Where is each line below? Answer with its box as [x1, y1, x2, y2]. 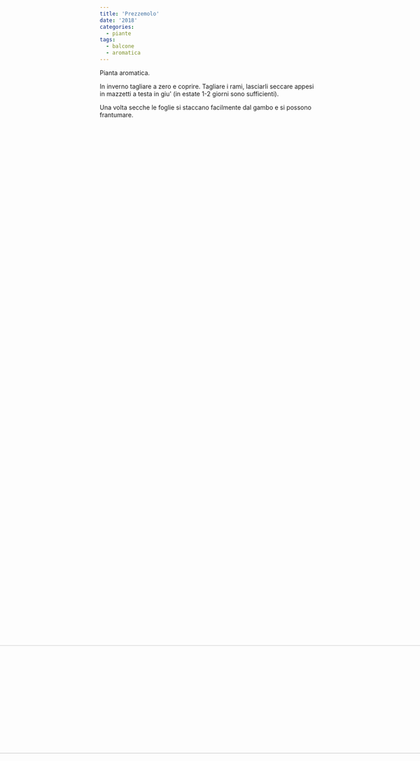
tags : [99, 36, 115, 43]
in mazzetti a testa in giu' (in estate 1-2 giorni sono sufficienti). [99, 89, 279, 98]
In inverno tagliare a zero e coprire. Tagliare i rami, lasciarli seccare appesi [99, 82, 314, 90]
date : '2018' [99, 17, 138, 24]
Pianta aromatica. [99, 68, 150, 77]
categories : [99, 23, 134, 30]
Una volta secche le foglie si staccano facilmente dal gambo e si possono [99, 103, 311, 111]
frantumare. [99, 110, 134, 119]
